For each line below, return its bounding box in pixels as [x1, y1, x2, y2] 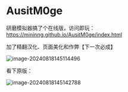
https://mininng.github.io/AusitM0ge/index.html [6, 31, 123, 38]
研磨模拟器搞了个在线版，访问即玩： [6, 24, 95, 31]
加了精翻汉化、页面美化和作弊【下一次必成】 [6, 43, 116, 50]
